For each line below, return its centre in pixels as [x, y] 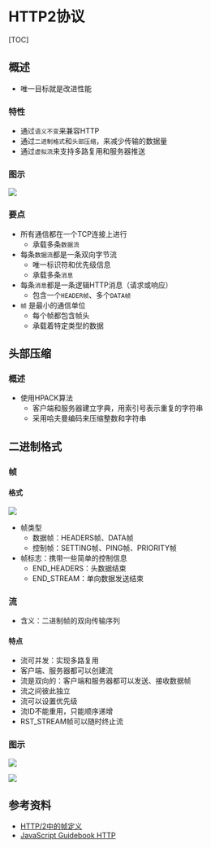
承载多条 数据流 [56, 244]
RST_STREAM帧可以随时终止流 [72, 722]
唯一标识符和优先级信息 [71, 264]
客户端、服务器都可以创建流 [67, 671]
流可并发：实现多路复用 [59, 661]
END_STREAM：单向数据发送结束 [88, 578]
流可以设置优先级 [49, 702]
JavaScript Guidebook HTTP [68, 836]
